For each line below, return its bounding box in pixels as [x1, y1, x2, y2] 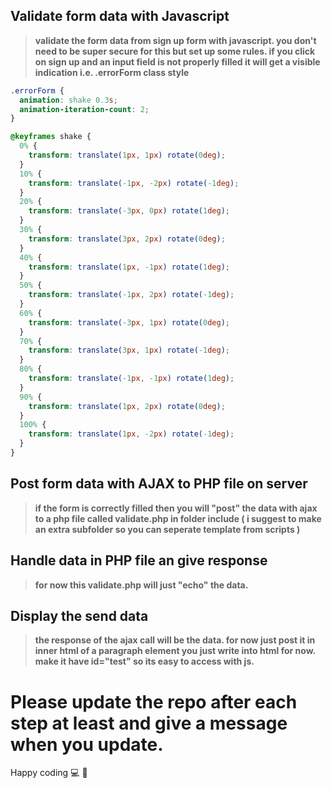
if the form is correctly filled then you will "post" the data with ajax [34, 502, 318, 514]
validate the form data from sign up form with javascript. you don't [34, 34, 317, 46]
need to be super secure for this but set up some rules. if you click [34, 45, 316, 57]
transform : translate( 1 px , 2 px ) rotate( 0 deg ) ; [28, 401, 226, 411]
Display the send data [10, 607, 149, 624]
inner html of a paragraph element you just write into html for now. [34, 645, 316, 657]
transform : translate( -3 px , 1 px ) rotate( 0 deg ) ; [28, 317, 230, 328]
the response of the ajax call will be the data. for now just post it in [34, 634, 316, 646]
